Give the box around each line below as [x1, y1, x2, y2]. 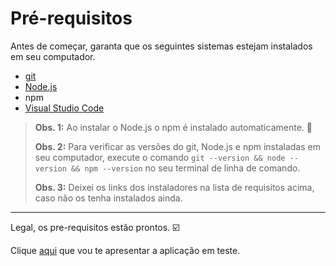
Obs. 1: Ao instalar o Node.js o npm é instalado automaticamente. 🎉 [34, 121, 313, 133]
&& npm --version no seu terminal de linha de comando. [71, 162, 301, 174]
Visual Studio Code [24, 102, 105, 114]
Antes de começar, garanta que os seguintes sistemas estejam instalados [10, 40, 313, 52]
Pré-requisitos [10, 7, 133, 30]
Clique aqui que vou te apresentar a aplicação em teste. [10, 244, 241, 256]
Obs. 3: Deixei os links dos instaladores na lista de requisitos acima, [34, 181, 315, 193]
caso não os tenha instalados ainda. [34, 192, 183, 204]
